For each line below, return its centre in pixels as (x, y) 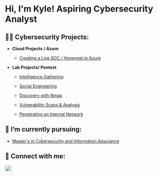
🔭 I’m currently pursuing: (43, 129)
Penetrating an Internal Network (51, 114)
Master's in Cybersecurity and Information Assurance (66, 141)
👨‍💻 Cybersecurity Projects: (47, 37)
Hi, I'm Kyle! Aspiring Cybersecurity (79, 9)
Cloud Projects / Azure (35, 49)
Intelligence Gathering (41, 77)
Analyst (21, 19)
